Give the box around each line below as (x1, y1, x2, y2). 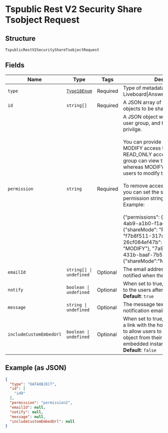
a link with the (123, 321, 156, 328)
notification (123, 307, 150, 314)
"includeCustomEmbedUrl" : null (9, 419, 75, 424)
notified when (123, 272, 155, 279)
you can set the (123, 188, 159, 195)
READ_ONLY (123, 151, 152, 158)
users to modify (123, 170, 160, 177)
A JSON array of (123, 99, 161, 106)
